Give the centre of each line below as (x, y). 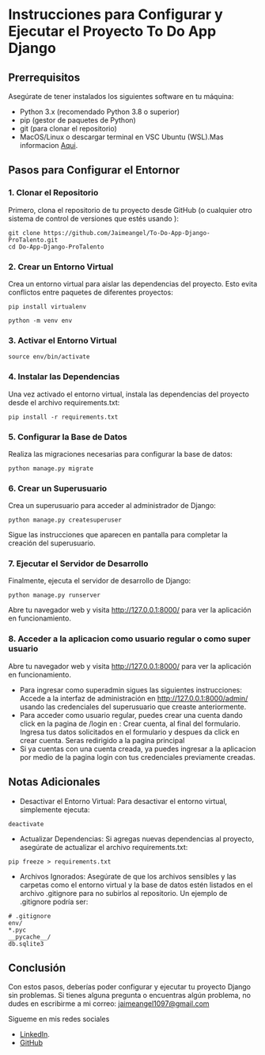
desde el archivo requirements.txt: (64, 402)
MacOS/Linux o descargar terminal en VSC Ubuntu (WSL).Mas (121, 137)
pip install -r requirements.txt (63, 417)
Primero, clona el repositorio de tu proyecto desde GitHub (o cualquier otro (130, 210)
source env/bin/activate (49, 357)
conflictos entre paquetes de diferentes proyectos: (91, 292)
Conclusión (37, 968)
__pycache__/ (30, 937)
